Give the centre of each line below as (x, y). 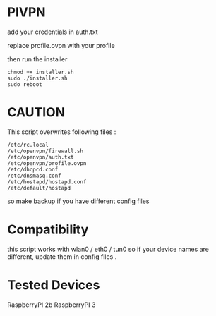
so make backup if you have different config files (78, 201)
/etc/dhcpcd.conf (33, 169)
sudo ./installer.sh (38, 78)
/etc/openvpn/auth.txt (41, 157)
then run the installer (37, 59)
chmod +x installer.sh (41, 72)
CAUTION (36, 113)
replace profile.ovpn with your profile (61, 45)
